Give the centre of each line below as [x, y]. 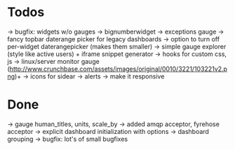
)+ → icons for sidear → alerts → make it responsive [89, 76]
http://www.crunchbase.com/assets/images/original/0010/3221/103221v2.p [119, 69]
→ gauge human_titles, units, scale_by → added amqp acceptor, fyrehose [113, 124]
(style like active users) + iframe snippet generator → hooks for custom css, [117, 54]
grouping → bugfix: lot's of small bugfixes [68, 139]
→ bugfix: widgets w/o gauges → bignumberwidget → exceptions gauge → [116, 32]
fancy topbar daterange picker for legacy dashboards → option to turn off [113, 39]
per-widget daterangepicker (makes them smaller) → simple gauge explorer [117, 46]
